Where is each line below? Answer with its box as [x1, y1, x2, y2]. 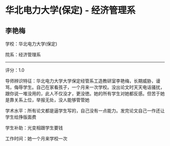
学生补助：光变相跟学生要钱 [5, 125, 63, 131]
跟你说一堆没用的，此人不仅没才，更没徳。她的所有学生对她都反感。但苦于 [5, 91, 160, 96]
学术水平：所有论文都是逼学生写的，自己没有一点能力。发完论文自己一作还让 [5, 107, 165, 114]
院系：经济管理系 [5, 52, 41, 57]
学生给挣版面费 [5, 114, 36, 120]
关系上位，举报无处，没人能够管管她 [14, 97, 90, 103]
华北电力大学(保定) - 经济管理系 [5, 5, 136, 16]
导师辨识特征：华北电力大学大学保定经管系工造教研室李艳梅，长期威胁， [5, 78, 156, 84]
